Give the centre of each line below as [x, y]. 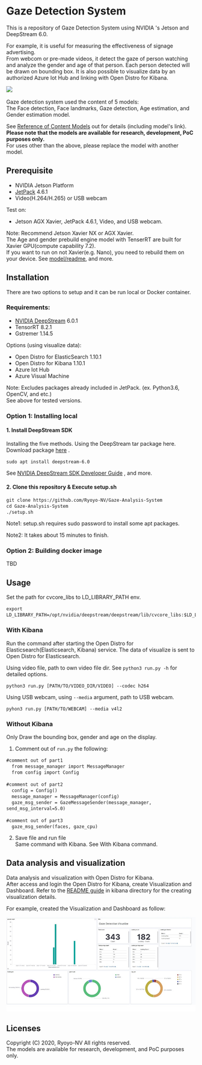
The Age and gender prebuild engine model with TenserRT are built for [94, 239]
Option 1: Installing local [42, 416]
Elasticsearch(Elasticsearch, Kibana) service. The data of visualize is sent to [100, 650]
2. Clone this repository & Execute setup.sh [62, 487]
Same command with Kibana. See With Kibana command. [86, 844]
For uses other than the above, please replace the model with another [93, 145]
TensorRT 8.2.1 [33, 327]
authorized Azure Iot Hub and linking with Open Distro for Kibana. [87, 78]
